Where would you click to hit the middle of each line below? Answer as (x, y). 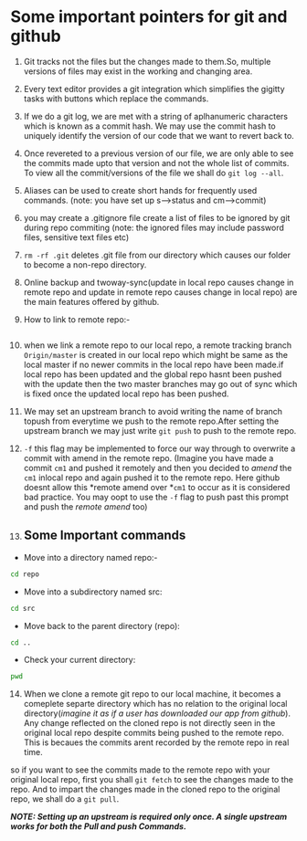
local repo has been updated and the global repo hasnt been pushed (153, 374)
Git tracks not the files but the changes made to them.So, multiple (147, 61)
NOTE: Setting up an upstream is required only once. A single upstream (149, 817)
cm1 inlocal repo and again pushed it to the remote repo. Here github (152, 478)
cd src (23, 608)
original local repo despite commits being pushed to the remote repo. (153, 733)
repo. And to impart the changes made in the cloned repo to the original (145, 789)
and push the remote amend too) (85, 506)
